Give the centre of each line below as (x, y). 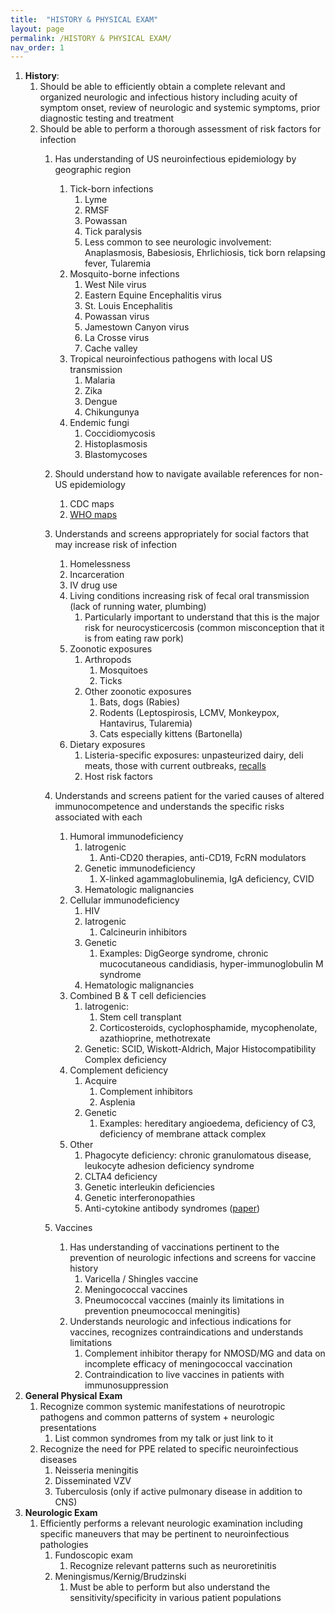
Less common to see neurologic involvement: (178, 242)
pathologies (64, 1545)
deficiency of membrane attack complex (183, 1134)
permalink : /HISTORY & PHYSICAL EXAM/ (91, 38)
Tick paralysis (113, 232)
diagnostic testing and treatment (107, 118)
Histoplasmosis (116, 444)
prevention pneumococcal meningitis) (162, 1311)
